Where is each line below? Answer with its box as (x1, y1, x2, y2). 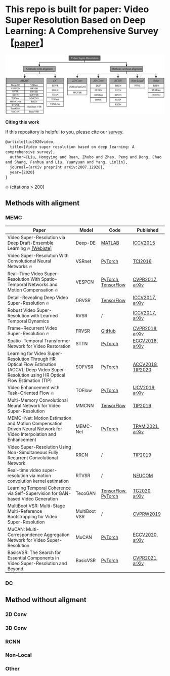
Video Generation (21, 496, 58, 502)
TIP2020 (133, 366, 152, 372)
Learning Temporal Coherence (7, 485, 71, 491)
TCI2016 (133, 258, 152, 264)
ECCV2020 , (133, 532, 158, 538)
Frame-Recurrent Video (7, 325, 58, 331)
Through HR (30, 356, 56, 362)
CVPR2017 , (133, 276, 158, 282)
